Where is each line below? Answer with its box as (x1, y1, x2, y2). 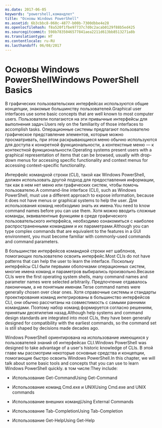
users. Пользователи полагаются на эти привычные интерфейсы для (5, 116, 147, 122)
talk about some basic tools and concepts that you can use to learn (5, 360, 139, 366)
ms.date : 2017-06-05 (5, 7, 47, 12)
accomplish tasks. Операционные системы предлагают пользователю (5, 126, 150, 132)
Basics (5, 84, 33, 95)
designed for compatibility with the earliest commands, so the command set (5, 320, 157, 326)
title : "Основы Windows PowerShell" (5, 16, 79, 21)
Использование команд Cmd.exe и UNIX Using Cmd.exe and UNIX (12, 384, 146, 390)
